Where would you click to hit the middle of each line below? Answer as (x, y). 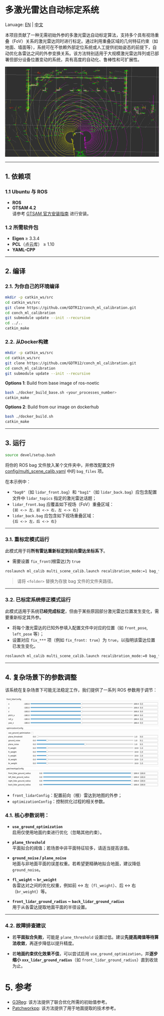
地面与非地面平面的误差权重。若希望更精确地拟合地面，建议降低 (76, 864)
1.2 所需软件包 (22, 227)
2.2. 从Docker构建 (27, 342)
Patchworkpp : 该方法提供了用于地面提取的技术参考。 (65, 1008)
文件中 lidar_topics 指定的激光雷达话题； (54, 498)
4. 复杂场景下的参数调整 (41, 677)
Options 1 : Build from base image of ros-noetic (52, 383)
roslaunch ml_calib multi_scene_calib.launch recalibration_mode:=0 (76, 656)
